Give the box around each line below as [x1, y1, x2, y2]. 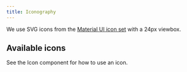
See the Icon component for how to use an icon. [6, 59, 128, 67]
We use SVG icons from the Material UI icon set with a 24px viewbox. [6, 25, 181, 33]
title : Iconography [6, 8, 56, 15]
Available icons [6, 43, 66, 53]
